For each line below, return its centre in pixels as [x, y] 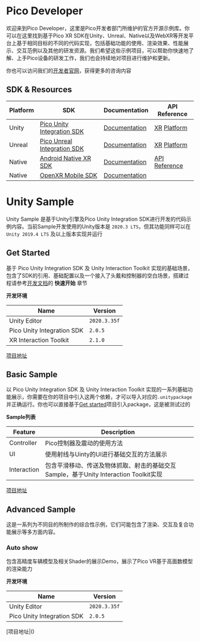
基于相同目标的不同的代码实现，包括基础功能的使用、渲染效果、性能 [100, 43]
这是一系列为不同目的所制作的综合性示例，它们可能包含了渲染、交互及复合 [97, 524]
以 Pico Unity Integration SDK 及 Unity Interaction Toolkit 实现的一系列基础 [97, 390]
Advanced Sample [41, 509]
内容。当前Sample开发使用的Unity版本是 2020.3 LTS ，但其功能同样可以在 [101, 226]
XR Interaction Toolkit [39, 340]
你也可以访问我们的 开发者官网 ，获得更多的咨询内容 [69, 70]
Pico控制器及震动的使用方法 [84, 443]
